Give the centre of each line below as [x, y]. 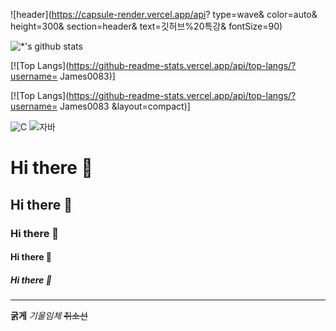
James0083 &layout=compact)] [125, 106]
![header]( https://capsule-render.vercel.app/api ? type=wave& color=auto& [164, 14]
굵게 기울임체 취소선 [49, 316]
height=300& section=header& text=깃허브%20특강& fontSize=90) [146, 26]
